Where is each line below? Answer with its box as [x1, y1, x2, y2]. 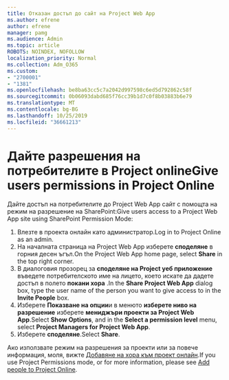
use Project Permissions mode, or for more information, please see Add [7, 358, 210, 366]
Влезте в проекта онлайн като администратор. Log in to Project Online [17, 228, 221, 236]
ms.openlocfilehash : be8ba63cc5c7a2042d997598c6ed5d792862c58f [7, 87, 193, 93]
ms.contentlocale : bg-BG [7, 106, 78, 113]
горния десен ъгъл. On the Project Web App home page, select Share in [17, 250, 223, 258]
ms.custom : [7, 67, 39, 74]
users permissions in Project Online [7, 177, 215, 193]
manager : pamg [7, 29, 48, 36]
